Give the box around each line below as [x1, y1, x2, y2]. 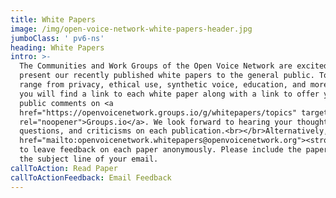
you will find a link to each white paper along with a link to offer [19, 89, 320, 99]
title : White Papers [10, 14, 97, 25]
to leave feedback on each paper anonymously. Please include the [19, 145, 302, 155]
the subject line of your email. [19, 154, 159, 164]
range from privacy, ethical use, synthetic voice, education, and [19, 80, 307, 90]
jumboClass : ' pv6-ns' [10, 33, 105, 43]
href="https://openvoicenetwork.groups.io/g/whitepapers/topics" [19, 107, 298, 118]
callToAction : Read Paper [10, 163, 118, 173]
